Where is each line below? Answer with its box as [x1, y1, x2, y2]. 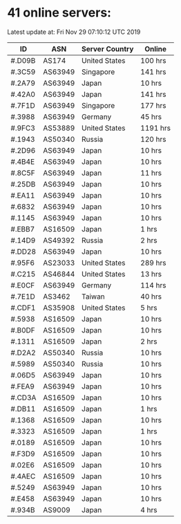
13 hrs [140, 269, 162, 279]
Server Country [82, 44, 134, 53]
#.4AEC [10, 471, 36, 481]
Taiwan [82, 292, 105, 301]
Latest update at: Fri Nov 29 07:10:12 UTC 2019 [7, 28, 141, 36]
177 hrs [140, 100, 166, 110]
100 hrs [140, 55, 166, 65]
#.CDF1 [10, 303, 36, 312]
